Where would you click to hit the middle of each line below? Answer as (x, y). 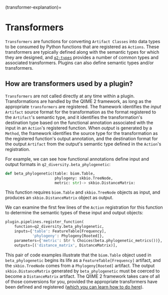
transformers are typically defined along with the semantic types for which (82, 52)
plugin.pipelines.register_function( (45, 222)
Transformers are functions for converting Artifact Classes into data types (83, 41)
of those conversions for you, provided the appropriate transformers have (81, 281)
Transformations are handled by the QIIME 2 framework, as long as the (78, 101)
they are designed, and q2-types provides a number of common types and (82, 57)
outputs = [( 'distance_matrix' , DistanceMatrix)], (66, 245)
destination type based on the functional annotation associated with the (79, 122)
